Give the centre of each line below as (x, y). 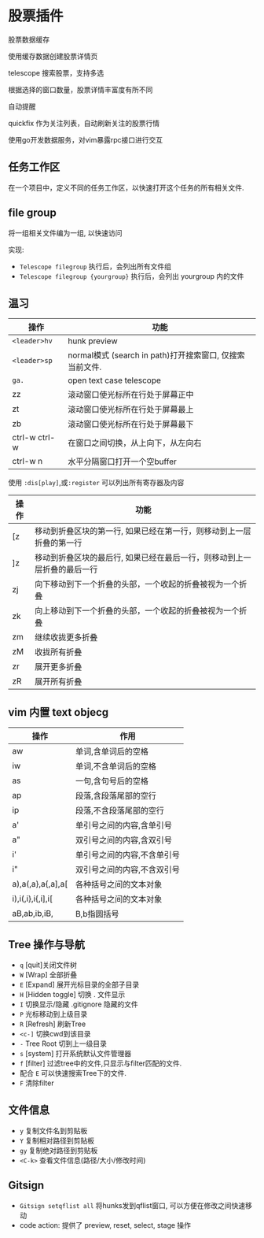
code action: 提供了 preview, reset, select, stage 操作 (105, 1225)
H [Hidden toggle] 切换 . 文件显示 (72, 994)
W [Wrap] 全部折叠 (48, 975)
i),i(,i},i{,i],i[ (33, 899)
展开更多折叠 (58, 667)
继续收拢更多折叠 (66, 637)
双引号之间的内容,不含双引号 (128, 869)
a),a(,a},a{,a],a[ (40, 884)
